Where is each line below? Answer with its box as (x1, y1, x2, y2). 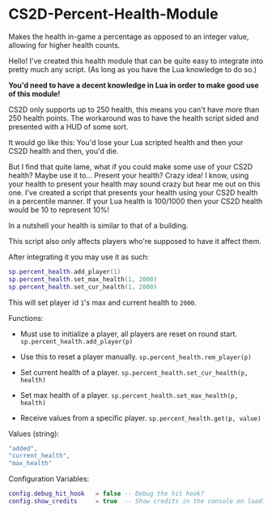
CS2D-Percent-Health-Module (8, 5, 219, 24)
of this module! (8, 88, 61, 98)
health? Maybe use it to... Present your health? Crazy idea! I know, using (8, 170, 249, 180)
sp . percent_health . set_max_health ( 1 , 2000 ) (8, 275, 158, 284)
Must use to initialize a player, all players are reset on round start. (19, 329, 237, 339)
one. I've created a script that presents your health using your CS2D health (8, 187, 258, 197)
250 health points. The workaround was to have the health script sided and (8, 113, 259, 122)
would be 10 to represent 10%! (8, 204, 110, 215)
